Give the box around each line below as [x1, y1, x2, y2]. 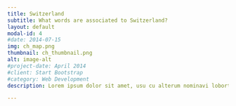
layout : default [7, 23, 55, 30]
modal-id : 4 [7, 29, 42, 37]
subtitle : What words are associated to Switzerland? [7, 17, 169, 24]
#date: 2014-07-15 [7, 37, 61, 44]
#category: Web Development [7, 75, 90, 83]
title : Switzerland [7, 10, 65, 18]
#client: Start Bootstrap [7, 69, 83, 76]
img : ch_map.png [7, 43, 55, 50]
